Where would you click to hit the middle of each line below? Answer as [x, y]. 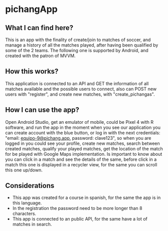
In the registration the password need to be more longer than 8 [77, 208]
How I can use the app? [42, 110]
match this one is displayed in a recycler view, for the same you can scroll [81, 164]
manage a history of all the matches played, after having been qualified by [82, 45]
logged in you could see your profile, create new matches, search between [83, 143]
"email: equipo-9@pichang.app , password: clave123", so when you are [78, 138]
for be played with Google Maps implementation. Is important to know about [84, 154]
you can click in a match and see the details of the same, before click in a [81, 159]
